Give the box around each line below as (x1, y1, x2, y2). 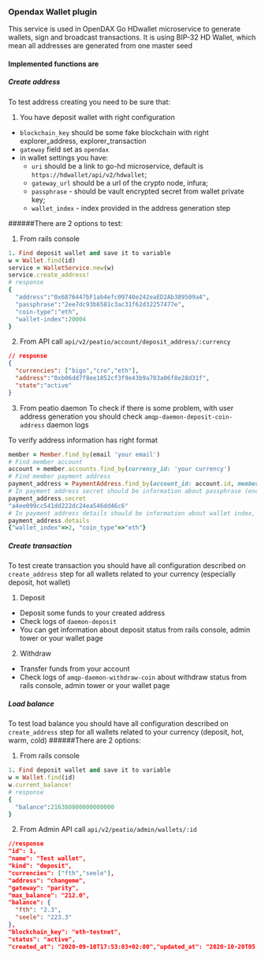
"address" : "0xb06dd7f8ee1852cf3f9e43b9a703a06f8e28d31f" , (15, 374, 211, 382)
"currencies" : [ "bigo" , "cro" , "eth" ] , (15, 367, 140, 375)
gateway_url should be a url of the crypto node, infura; (31, 178, 209, 187)
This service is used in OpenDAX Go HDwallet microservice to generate (8, 24, 241, 34)
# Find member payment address (8, 472, 111, 480)
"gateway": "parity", (8, 884, 80, 892)
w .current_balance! (8, 781, 73, 789)
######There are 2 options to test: (8, 218, 123, 228)
